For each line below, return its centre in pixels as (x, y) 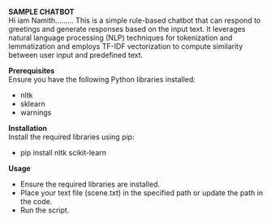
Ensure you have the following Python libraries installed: (102, 79)
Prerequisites (32, 71)
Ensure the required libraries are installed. (90, 184)
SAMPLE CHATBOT (41, 12)
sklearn (33, 104)
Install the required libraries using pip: (71, 137)
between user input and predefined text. (76, 55)
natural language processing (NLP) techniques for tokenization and (120, 37)
